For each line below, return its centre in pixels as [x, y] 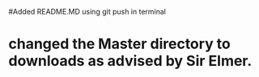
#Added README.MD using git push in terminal [87, 12]
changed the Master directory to [119, 44]
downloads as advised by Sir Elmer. [130, 61]
